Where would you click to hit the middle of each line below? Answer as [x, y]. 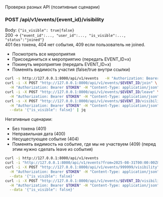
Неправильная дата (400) [39, 134]
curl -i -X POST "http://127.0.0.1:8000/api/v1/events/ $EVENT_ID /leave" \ [82, 92]
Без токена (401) [29, 129]
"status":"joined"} [25, 40]
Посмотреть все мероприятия [44, 54]
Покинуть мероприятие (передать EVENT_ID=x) [62, 65]
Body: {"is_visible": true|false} [40, 30]
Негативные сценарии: [29, 119]
